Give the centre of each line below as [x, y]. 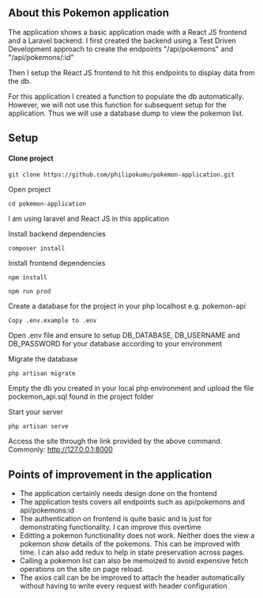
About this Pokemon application [89, 13]
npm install [28, 278]
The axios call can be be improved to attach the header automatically [132, 577]
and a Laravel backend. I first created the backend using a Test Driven [122, 40]
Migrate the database [43, 359]
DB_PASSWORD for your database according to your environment [115, 344]
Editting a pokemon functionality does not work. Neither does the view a [137, 536]
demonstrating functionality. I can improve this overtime [110, 527]
